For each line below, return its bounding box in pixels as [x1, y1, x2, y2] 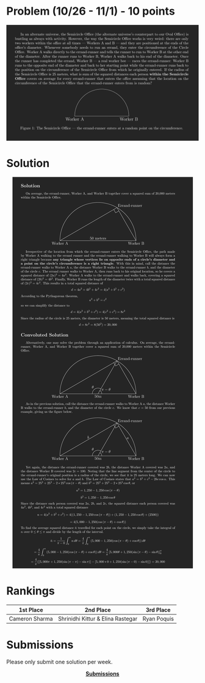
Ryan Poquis [142, 615, 174, 622]
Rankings [6, 584, 55, 598]
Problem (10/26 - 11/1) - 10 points [6, 4, 175, 18]
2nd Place [84, 606, 111, 613]
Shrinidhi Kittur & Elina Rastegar [57, 615, 138, 622]
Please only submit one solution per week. [6, 659, 113, 666]
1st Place [18, 606, 44, 613]
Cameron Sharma [9, 615, 53, 622]
